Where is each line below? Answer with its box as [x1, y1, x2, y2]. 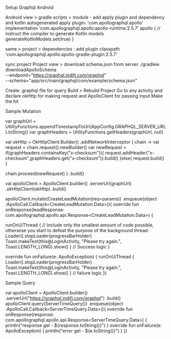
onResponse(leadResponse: [5, 207, 65, 213]
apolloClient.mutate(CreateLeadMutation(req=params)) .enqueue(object [5, 196, 157, 201]
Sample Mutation [5, 108, 41, 114]
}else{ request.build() [119, 155, 164, 161]
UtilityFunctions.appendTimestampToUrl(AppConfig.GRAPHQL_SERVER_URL [5, 124, 166, 129]
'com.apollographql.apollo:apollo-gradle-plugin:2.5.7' [5, 51, 117, 57]
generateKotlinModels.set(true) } [5, 36, 74, 42]
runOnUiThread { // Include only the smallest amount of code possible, [5, 222, 154, 228]
